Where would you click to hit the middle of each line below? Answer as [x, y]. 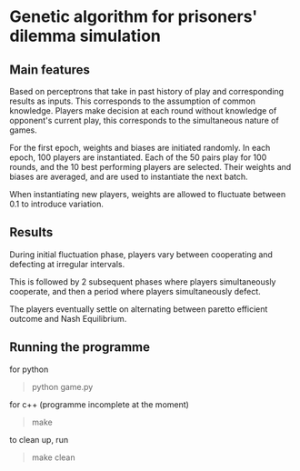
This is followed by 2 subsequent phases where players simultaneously [143, 281]
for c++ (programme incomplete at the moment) [99, 404]
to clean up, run [39, 439]
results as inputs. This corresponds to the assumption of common [133, 101]
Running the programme [80, 347]
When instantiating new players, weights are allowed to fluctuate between [148, 194]
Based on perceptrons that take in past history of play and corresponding [147, 91]
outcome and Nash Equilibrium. [68, 318]
